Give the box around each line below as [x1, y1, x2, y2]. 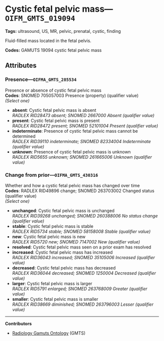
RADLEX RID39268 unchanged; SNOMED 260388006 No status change [12, 213, 158, 219]
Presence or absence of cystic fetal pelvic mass [5, 87, 102, 93]
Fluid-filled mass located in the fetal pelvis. [5, 38, 92, 44]
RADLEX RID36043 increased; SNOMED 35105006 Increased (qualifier [12, 254, 155, 260]
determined [12, 133, 36, 139]
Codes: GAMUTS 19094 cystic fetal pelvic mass [5, 47, 102, 53]
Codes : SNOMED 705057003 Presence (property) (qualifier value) [5, 92, 139, 98]
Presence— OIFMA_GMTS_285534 [5, 76, 77, 83]
